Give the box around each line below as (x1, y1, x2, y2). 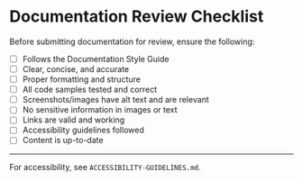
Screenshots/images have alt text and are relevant (22, 95, 209, 105)
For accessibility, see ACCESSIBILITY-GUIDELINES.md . (9, 161, 201, 172)
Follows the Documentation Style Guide (22, 53, 170, 64)
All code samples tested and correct (22, 84, 158, 95)
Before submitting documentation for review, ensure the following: (9, 36, 255, 47)
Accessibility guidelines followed (22, 124, 144, 136)
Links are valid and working (22, 114, 124, 125)
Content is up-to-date (22, 135, 104, 146)
